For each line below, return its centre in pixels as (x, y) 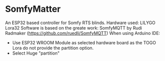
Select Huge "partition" (36, 53)
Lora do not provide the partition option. (53, 48)
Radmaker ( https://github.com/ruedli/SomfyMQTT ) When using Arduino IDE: (83, 33)
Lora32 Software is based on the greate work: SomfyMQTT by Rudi (74, 28)
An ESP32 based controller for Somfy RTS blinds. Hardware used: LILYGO (80, 23)
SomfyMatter (33, 9)
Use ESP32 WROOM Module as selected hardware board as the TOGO (84, 42)
